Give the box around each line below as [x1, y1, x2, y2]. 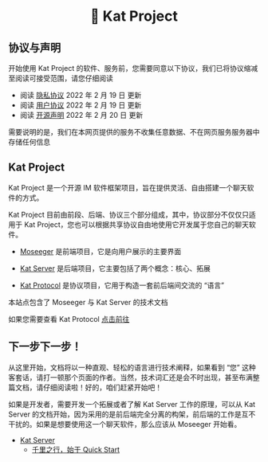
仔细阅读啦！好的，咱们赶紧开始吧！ [42, 382, 162, 392]
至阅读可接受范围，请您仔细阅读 [8, 73, 113, 83]
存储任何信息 [8, 137, 50, 147]
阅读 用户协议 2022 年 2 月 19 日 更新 [19, 100, 142, 110]
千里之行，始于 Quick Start [31, 444, 120, 454]
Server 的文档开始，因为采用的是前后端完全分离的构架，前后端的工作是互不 [8, 409, 256, 419]
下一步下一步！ [8, 340, 82, 354]
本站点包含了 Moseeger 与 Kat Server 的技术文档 [8, 297, 168, 307]
